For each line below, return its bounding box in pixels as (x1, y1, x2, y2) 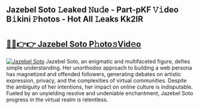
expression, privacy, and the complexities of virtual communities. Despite (6, 77, 187, 84)
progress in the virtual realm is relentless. (6, 96, 108, 103)
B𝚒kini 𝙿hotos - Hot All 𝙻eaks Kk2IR (6, 14, 144, 25)
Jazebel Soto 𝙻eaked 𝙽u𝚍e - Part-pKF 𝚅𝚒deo (6, 5, 179, 15)
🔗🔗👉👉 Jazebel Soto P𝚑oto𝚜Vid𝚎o (6, 39, 141, 49)
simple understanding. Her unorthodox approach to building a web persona (6, 64, 192, 71)
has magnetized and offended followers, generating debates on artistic (6, 71, 182, 77)
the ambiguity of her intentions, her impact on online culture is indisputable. (6, 83, 193, 90)
